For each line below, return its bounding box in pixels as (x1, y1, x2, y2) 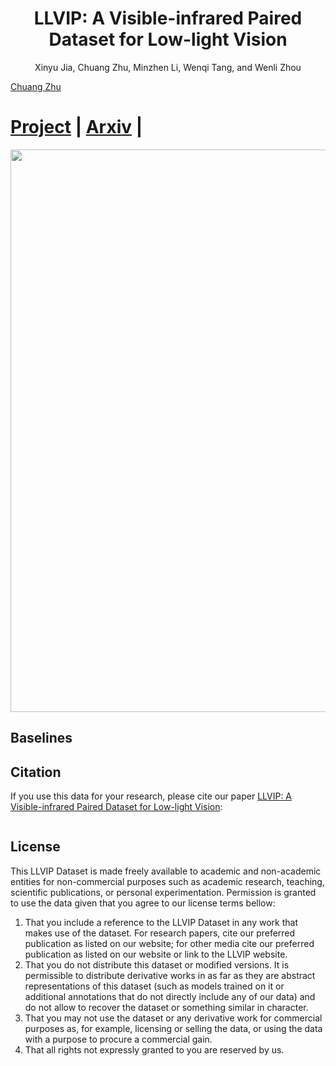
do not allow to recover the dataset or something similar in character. (24, 1001, 309, 1013)
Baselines (10, 730, 73, 747)
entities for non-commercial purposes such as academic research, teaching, (10, 875, 325, 887)
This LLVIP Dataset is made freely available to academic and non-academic (10, 865, 322, 877)
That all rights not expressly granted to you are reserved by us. (24, 1043, 285, 1056)
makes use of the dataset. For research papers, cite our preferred (24, 927, 296, 939)
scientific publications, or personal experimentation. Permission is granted (10, 886, 317, 898)
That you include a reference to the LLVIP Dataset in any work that (24, 916, 298, 928)
